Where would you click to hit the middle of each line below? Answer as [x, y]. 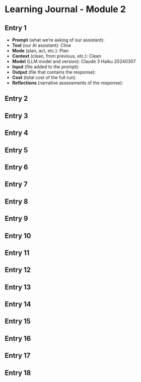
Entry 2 [16, 99]
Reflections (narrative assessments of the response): [67, 83]
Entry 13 [18, 287]
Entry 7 [16, 184]
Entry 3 [16, 116]
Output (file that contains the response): [54, 72]
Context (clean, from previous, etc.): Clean [56, 56]
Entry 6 [16, 167]
